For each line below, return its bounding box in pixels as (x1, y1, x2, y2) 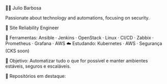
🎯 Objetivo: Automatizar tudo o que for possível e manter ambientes (5, 58, 148, 64)
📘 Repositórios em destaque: (5, 73, 66, 79)
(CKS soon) (5, 48, 30, 54)
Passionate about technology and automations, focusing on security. (5, 15, 150, 20)
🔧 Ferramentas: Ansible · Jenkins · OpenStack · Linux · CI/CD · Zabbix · (5, 35, 154, 40)
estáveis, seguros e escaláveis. (5, 63, 71, 69)
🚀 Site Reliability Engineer (5, 25, 59, 31)
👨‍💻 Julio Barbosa (5, 5, 42, 11)
